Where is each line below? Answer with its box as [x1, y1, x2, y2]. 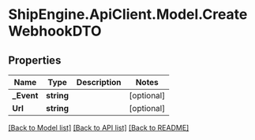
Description [76, 77, 122, 87]
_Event [12, 90, 39, 101]
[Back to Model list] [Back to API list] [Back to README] [8, 123, 189, 132]
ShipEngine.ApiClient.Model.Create [8, 6, 248, 24]
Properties [8, 53, 62, 67]
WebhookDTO [8, 22, 102, 40]
